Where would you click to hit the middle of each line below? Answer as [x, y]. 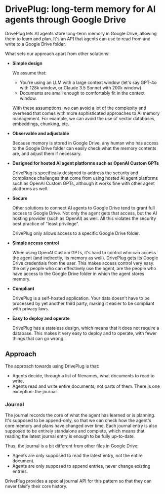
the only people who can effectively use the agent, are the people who [84, 268]
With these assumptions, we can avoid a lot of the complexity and [79, 108]
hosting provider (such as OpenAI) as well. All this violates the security [84, 218]
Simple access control [36, 243]
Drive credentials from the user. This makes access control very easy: [83, 263]
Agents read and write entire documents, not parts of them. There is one [86, 386]
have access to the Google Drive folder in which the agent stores [78, 274]
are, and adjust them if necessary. [47, 153]
